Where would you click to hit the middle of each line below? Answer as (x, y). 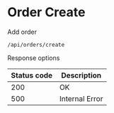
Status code (32, 75)
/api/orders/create (36, 44)
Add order (22, 32)
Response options (34, 58)
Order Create (46, 12)
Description (81, 75)
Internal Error (81, 98)
